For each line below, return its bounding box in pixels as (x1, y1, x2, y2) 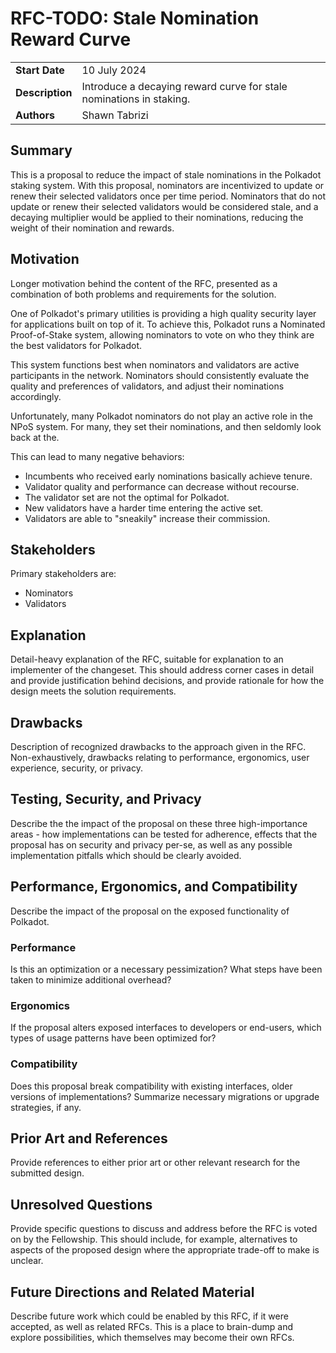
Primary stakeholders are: (10, 568, 117, 580)
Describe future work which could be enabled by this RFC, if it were (10, 1310, 289, 1322)
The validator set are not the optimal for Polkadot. (24, 491, 230, 503)
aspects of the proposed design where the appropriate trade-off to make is (10, 1244, 320, 1256)
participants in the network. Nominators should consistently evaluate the (10, 369, 310, 381)
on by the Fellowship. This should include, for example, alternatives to (10, 1233, 298, 1246)
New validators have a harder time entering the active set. (24, 502, 264, 514)
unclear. (10, 1255, 44, 1267)
